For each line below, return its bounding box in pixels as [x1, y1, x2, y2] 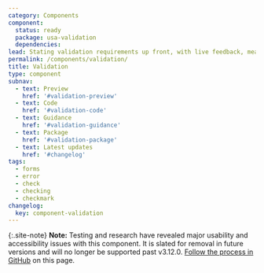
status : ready [15, 26, 61, 34]
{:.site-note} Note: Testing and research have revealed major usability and [8, 231, 249, 240]
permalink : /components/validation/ [8, 56, 128, 64]
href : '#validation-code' [22, 107, 108, 115]
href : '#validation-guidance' [22, 121, 122, 129]
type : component [8, 70, 61, 78]
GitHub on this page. [8, 256, 75, 265]
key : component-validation [15, 209, 104, 217]
